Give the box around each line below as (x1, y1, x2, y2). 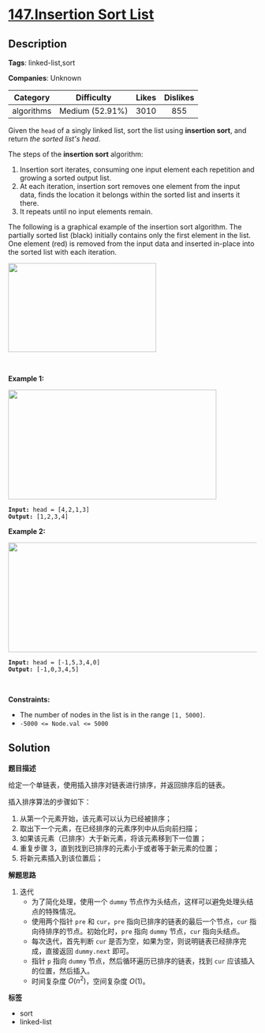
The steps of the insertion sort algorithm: (8, 149, 144, 159)
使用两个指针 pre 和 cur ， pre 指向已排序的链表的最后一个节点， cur (31, 916, 248, 926)
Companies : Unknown (8, 74, 81, 82)
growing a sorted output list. (19, 173, 112, 183)
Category (13, 93, 50, 103)
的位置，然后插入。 (31, 966, 95, 975)
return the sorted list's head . (8, 134, 101, 143)
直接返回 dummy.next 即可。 (45, 946, 134, 955)
